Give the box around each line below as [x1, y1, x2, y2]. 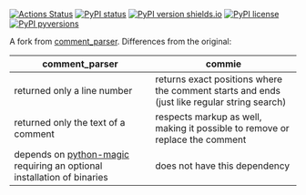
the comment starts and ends [154, 85, 280, 97]
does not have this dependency [154, 159, 290, 172]
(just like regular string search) [154, 96, 287, 108]
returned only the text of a [14, 117, 126, 128]
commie [205, 57, 242, 70]
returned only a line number [14, 85, 133, 97]
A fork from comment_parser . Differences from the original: [9, 36, 232, 46]
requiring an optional [14, 159, 103, 172]
